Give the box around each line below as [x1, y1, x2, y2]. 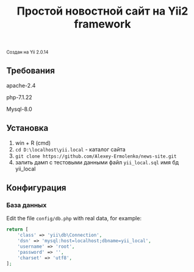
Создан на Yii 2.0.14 [6, 49, 49, 55]
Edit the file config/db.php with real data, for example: [6, 215, 142, 222]
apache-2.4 [6, 82, 36, 89]
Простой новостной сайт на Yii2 [16, 4, 189, 18]
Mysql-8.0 [6, 105, 32, 113]
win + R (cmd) [15, 139, 51, 147]
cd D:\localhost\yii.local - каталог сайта [15, 145, 126, 153]
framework [74, 17, 131, 31]
